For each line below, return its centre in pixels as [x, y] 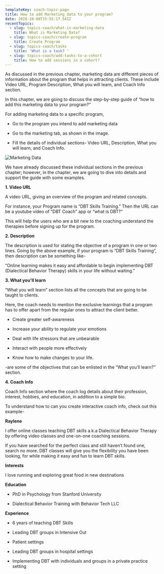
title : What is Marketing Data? [47, 33]
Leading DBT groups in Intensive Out [49, 533]
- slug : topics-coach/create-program [48, 37]
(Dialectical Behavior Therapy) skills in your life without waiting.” [70, 271]
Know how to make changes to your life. [53, 358]
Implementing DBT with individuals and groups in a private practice [80, 561]
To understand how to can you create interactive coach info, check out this [81, 406]
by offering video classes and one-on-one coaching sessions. [68, 436]
